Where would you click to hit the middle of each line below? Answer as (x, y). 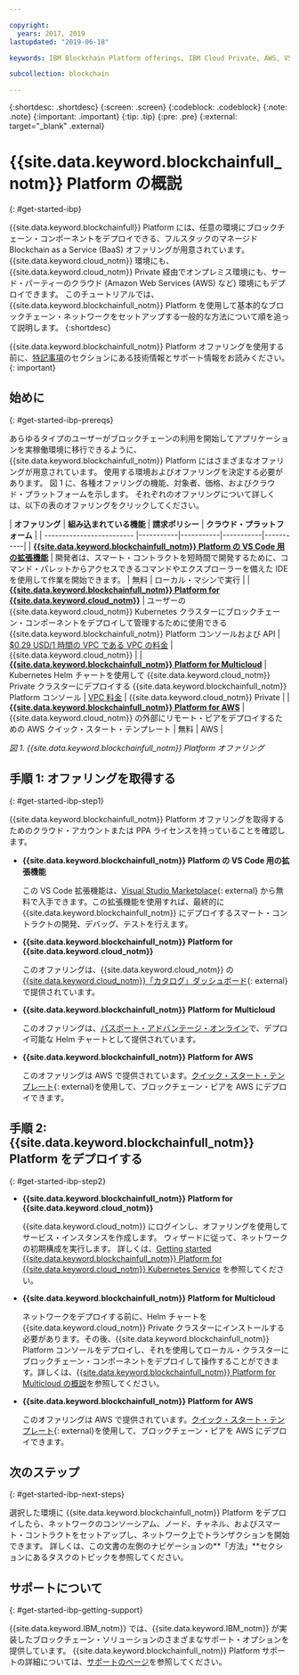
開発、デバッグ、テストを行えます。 (127, 924)
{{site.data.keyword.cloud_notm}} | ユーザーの (98, 600)
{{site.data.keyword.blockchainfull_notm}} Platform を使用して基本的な (139, 306)
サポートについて (56, 1588)
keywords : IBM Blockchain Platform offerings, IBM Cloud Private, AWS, (145, 58)
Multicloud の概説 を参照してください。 (93, 1383)
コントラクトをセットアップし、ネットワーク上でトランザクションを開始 (157, 1535)
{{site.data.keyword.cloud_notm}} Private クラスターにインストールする (153, 1328)
